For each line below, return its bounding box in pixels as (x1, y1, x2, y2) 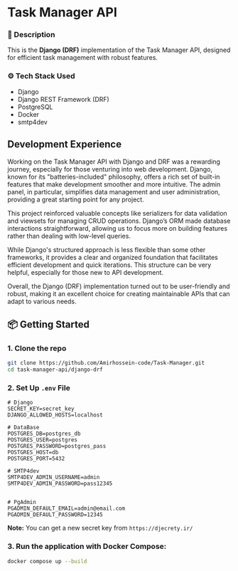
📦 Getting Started (7, 318, 90, 330)
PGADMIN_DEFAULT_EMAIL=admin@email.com (7, 505, 126, 513)
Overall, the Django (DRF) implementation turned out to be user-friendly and (7, 282, 230, 290)
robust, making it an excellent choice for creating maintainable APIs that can (7, 289, 230, 298)
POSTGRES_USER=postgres (7, 436, 78, 444)
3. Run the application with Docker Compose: (7, 542, 167, 552)
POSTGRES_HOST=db (7, 449, 59, 456)
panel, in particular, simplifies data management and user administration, (7, 187, 220, 196)
